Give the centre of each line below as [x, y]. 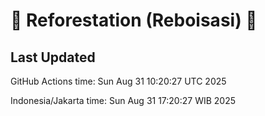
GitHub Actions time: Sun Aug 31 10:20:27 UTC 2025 [118, 81]
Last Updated [53, 57]
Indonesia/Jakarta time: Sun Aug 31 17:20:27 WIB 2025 [123, 100]
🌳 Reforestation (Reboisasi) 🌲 [134, 20]
